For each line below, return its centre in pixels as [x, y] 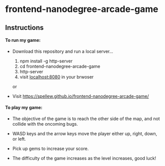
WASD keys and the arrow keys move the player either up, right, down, [85, 134]
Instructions [24, 28]
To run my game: [23, 40]
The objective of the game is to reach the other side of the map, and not [86, 119]
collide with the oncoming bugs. [45, 124]
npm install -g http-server [46, 61]
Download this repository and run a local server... [63, 51]
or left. [19, 139]
